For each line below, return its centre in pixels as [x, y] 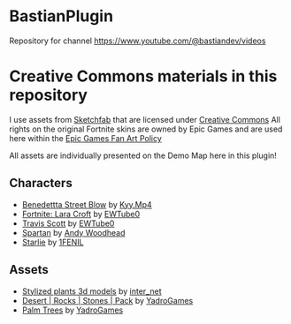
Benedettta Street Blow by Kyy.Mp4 [87, 204]
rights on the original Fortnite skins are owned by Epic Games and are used [146, 129]
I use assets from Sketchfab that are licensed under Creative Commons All [145, 119]
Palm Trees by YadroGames [73, 310]
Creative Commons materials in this [143, 76]
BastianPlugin [61, 16]
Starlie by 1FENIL [53, 242]
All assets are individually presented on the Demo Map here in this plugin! [143, 155]
